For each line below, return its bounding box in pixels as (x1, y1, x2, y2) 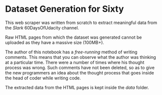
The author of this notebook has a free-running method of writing (5, 49, 137, 55)
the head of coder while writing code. (5, 75, 81, 81)
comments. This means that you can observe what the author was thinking (5, 54, 156, 60)
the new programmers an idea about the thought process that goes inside (5, 70, 154, 75)
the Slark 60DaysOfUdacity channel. (5, 24, 80, 30)
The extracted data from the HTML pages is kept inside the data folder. (5, 84, 149, 90)
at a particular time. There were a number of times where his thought (5, 59, 145, 65)
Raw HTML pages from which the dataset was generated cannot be (5, 34, 142, 40)
